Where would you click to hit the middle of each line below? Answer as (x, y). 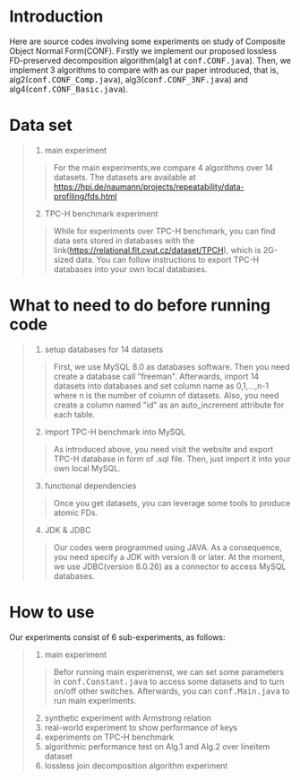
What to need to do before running (140, 306)
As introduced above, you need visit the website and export (163, 449)
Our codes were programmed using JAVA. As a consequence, (167, 547)
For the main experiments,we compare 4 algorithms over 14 (163, 167)
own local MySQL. (87, 468)
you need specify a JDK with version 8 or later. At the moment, (169, 557)
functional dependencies (90, 486)
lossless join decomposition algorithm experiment (136, 766)
